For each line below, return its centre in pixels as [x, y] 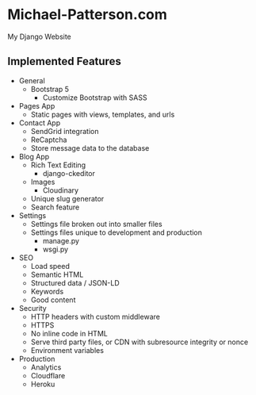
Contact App [40, 123]
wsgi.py [55, 249]
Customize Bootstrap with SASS [95, 98]
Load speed [50, 266]
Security [32, 308]
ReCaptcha [49, 140]
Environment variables [67, 350]
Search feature [55, 207]
